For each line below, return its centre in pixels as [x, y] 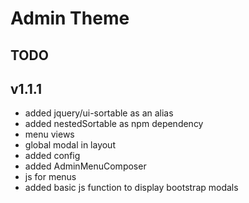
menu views [49, 134]
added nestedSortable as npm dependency [114, 124]
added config [52, 156]
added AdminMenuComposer [85, 166]
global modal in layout [70, 145]
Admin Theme [70, 18]
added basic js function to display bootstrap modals [131, 188]
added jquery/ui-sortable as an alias [99, 113]
